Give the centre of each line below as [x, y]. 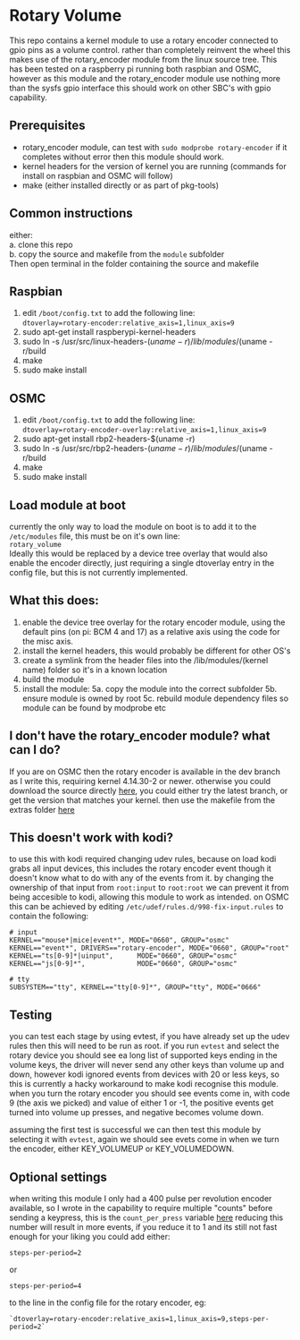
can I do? [35, 750]
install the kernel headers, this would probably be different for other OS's [156, 651]
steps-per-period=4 [46, 1286]
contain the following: [49, 916]
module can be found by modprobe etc [94, 707]
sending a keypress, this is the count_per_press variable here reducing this [146, 1217]
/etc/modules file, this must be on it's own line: [95, 536]
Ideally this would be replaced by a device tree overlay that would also [138, 553]
